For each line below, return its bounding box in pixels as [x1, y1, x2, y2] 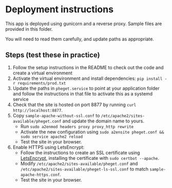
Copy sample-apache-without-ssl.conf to [12, 112, 100, 118]
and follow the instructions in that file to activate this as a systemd [12, 91, 153, 97]
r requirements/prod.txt [12, 80, 66, 86]
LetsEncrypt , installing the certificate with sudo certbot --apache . [20, 155, 159, 161]
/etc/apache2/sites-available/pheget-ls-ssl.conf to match [20, 165, 149, 172]
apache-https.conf [20, 172, 60, 177]
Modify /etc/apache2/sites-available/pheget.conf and [20, 160, 138, 166]
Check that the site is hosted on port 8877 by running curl [12, 101, 137, 108]
